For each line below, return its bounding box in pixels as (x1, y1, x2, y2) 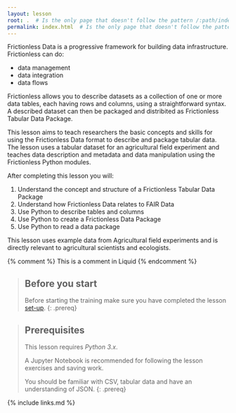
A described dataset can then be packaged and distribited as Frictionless (7, 107, 219, 116)
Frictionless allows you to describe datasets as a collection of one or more (7, 92, 223, 100)
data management (17, 64, 70, 72)
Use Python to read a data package (17, 223, 121, 231)
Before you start (24, 277, 98, 289)
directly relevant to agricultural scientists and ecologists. (7, 244, 171, 252)
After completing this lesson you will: (7, 171, 114, 180)
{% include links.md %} (7, 398, 76, 407)
